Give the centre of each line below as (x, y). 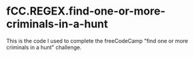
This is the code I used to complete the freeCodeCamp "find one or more (97, 41)
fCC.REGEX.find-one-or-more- (86, 11)
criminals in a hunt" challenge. (44, 47)
